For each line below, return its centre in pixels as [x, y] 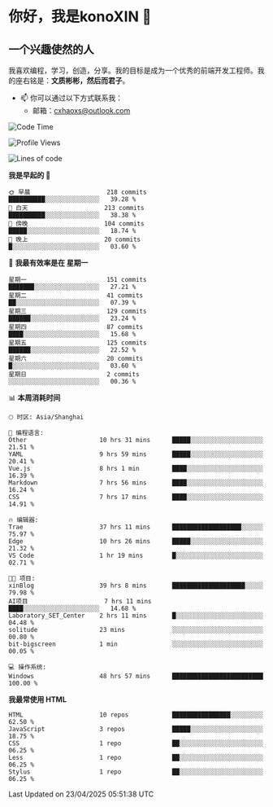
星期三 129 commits [78, 311]
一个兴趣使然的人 [51, 49]
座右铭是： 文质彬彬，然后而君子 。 [72, 81]
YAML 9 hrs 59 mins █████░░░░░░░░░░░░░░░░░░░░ [136, 454]
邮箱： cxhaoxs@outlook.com [81, 110]
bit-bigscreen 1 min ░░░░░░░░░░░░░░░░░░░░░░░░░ [136, 644]
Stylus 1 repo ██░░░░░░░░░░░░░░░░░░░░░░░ [136, 772]
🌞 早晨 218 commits [78, 192]
